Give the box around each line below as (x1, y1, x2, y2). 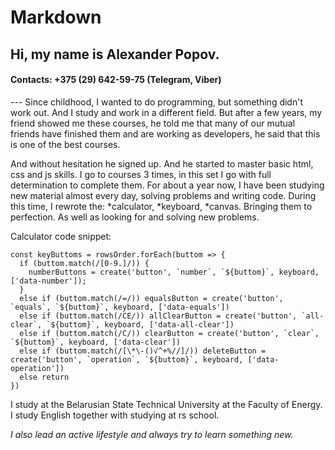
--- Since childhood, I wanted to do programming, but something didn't (10, 96, 303, 108)
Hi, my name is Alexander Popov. (10, 46, 220, 63)
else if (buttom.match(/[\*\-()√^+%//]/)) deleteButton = (19, 346, 267, 356)
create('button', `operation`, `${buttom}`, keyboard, (10, 354, 244, 365)
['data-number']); (10, 276, 87, 286)
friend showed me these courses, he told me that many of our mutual (10, 117, 296, 129)
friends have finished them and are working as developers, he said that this (10, 127, 321, 140)
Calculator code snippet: (10, 230, 112, 242)
